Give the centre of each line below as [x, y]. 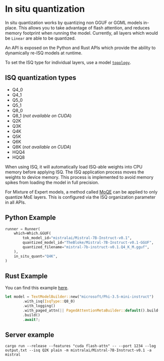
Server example [30, 335]
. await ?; [31, 319]
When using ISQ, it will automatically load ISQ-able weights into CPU [74, 167]
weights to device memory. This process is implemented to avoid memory [79, 177]
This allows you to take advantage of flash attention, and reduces [84, 27]
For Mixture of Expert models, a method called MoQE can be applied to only [81, 192]
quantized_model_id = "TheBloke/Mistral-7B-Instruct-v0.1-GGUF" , [88, 243]
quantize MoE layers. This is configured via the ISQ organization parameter [81, 197]
